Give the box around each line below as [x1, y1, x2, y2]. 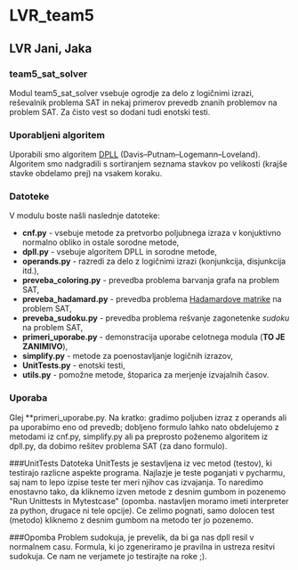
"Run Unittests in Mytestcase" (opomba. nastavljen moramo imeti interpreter [9, 495, 289, 506]
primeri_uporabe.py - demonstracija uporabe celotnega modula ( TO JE [21, 331, 286, 343]
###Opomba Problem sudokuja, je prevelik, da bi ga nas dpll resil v [9, 532, 254, 542]
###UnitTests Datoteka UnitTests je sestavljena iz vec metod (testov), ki [9, 458, 273, 468]
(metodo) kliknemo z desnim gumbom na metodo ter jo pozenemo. [9, 514, 254, 525]
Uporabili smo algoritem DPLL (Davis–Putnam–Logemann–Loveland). [9, 149, 261, 160]
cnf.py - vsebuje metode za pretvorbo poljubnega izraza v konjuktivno [21, 228, 282, 239]
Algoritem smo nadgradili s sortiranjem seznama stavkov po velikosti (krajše [9, 159, 288, 169]
